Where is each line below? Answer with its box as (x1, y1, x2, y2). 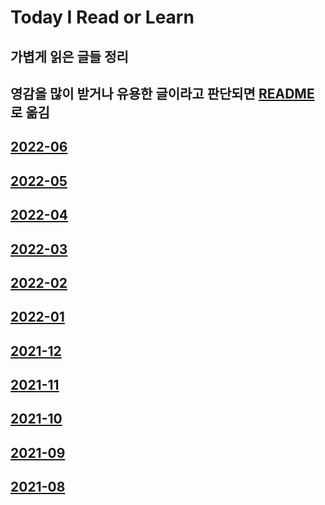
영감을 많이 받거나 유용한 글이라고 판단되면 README (10, 85, 315, 102)
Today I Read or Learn (10, 6, 195, 29)
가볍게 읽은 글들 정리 (10, 48, 129, 65)
